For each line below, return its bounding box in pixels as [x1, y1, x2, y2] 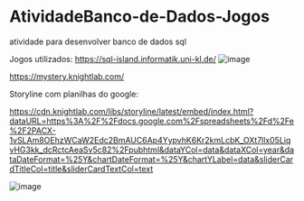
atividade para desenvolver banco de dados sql [9, 36, 187, 47]
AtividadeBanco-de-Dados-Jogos [9, 6, 270, 27]
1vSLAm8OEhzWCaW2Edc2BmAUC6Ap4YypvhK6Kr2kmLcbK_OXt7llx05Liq [9, 134, 291, 145]
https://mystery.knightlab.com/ [9, 70, 125, 82]
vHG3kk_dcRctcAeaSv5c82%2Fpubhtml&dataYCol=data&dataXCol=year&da [9, 144, 295, 155]
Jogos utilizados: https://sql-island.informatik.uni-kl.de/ [9, 53, 217, 64]
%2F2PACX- [9, 124, 56, 136]
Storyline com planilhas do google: [9, 88, 138, 99]
